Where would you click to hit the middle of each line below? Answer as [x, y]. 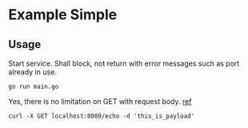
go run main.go [34, 86]
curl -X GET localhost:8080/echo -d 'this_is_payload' [102, 116]
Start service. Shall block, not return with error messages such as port [124, 63]
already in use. [33, 72]
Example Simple [63, 15]
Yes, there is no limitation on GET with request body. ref [100, 101]
